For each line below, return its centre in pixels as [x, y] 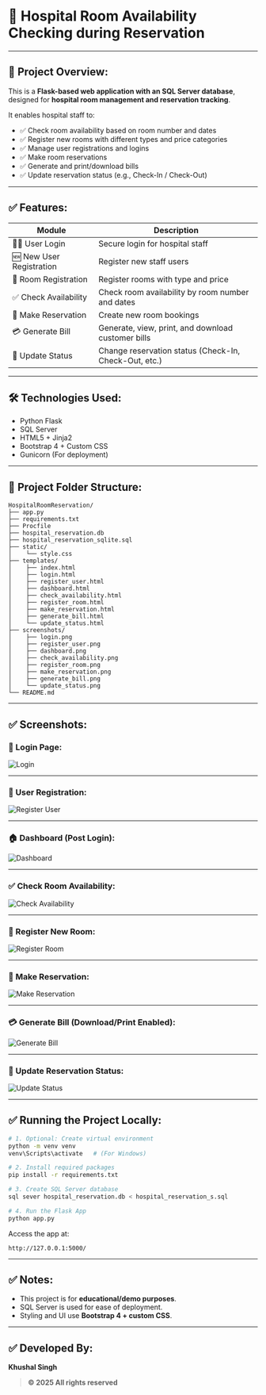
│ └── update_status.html [56, 623]
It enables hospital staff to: [51, 115]
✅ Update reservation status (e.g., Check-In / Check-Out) [113, 174]
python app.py [32, 1218]
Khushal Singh [33, 1367]
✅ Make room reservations [63, 157]
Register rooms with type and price [163, 279]
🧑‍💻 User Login [39, 243]
